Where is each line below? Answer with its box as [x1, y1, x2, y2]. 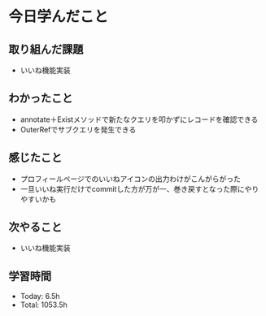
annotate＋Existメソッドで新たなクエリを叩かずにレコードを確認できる [20, 115, 259, 124]
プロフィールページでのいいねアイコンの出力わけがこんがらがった [20, 174, 242, 184]
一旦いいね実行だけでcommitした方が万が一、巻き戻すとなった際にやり [20, 184, 259, 193]
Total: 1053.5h [20, 300, 68, 310]
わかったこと [8, 91, 73, 106]
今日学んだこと [8, 7, 109, 26]
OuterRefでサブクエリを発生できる [20, 124, 137, 134]
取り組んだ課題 [8, 42, 84, 56]
